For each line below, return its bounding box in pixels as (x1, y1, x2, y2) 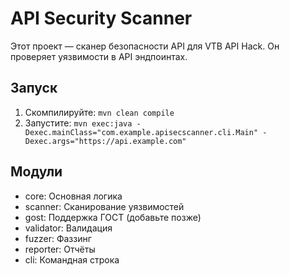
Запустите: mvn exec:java (24, 117, 133, 129)
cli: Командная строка (24, 253, 120, 266)
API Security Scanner (10, 7, 193, 30)
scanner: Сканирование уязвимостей (24, 200, 185, 212)
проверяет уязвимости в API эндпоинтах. (10, 50, 188, 62)
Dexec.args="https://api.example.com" (24, 136, 187, 146)
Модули (10, 163, 63, 181)
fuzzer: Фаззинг (24, 232, 92, 244)
